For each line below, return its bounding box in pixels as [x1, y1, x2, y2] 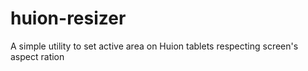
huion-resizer [10, 7, 127, 30]
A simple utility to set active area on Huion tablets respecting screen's [10, 40, 299, 52]
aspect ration [10, 50, 65, 62]
